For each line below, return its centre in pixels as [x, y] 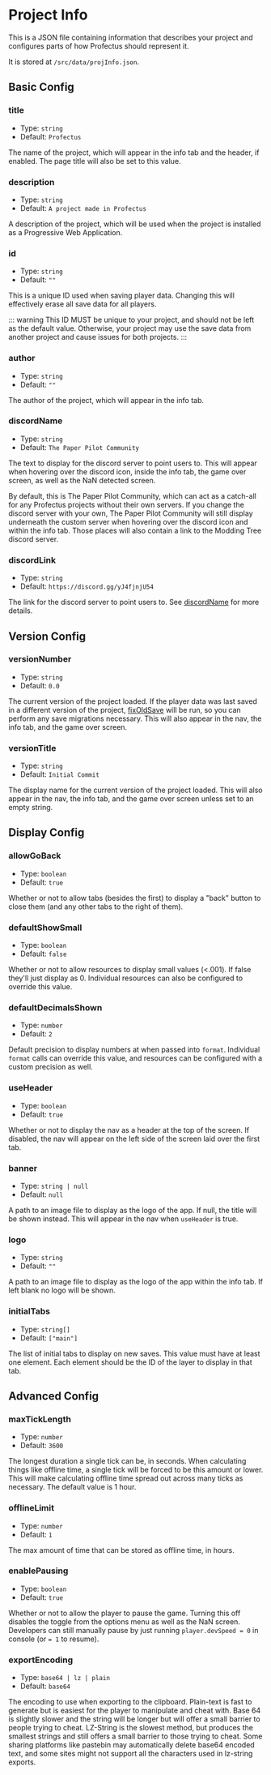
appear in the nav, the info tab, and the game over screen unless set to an [131, 799]
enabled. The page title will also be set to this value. [95, 161]
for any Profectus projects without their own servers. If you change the [126, 504]
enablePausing [38, 1571]
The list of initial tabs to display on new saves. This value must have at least [134, 1353]
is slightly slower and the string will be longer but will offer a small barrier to [134, 1719]
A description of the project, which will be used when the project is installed [135, 224]
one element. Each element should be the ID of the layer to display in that [130, 1362]
